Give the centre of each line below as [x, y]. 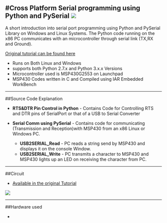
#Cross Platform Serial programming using [73, 8]
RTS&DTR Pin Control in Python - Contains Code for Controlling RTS [83, 108]
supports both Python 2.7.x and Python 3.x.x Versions [67, 68]
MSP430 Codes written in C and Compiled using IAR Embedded [78, 79]
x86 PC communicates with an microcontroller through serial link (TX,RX [79, 38]
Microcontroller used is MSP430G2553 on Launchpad [68, 74]
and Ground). [19, 44]
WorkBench [24, 84]
